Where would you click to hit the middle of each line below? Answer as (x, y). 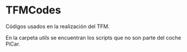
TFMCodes (34, 10)
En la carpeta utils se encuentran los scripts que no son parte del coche (93, 37)
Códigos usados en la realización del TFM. (58, 26)
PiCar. (13, 44)
